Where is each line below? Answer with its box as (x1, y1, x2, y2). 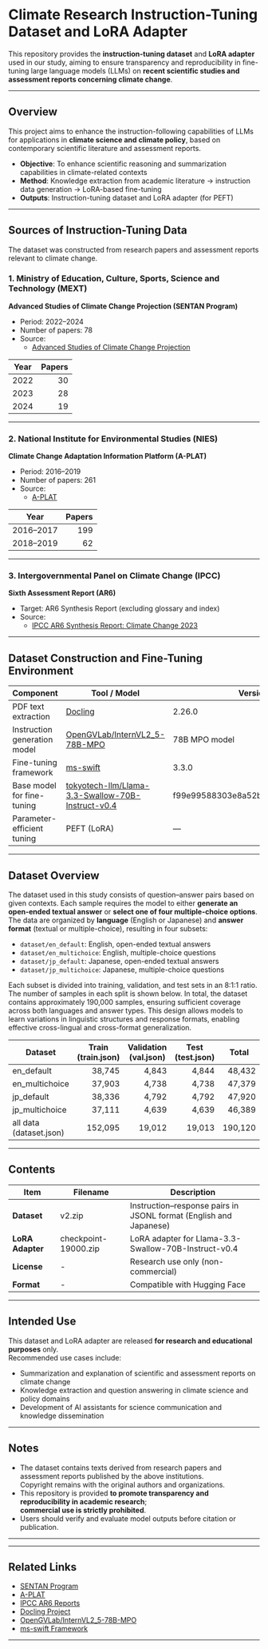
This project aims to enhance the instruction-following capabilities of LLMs (8, 126, 254, 136)
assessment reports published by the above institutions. (19, 1471, 204, 1480)
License (12, 1261, 43, 1272)
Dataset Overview (8, 869, 100, 882)
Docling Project (19, 1607, 71, 1616)
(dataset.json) (12, 1127, 65, 1138)
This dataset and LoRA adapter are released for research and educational (8, 1336, 253, 1345)
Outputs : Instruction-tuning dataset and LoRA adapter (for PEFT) (19, 193, 234, 202)
